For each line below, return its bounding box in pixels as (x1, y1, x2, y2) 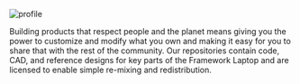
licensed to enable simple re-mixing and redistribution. (9, 64, 212, 75)
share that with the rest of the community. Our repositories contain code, (9, 45, 280, 56)
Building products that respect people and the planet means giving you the (9, 26, 286, 36)
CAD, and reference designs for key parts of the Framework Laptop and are (9, 55, 290, 65)
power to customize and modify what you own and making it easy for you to (9, 36, 291, 46)
